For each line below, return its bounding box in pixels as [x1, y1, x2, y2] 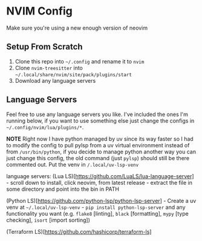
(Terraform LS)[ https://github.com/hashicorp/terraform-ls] [6, 228, 152, 235]
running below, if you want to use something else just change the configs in [6, 117, 195, 124]
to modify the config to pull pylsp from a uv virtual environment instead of [6, 141, 190, 149]
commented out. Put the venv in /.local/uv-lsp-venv [6, 161, 139, 168]
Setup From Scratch [6, 42, 83, 52]
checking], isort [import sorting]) [6, 216, 91, 223]
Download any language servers [15, 77, 96, 84]
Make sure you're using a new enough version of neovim [6, 24, 148, 31]
